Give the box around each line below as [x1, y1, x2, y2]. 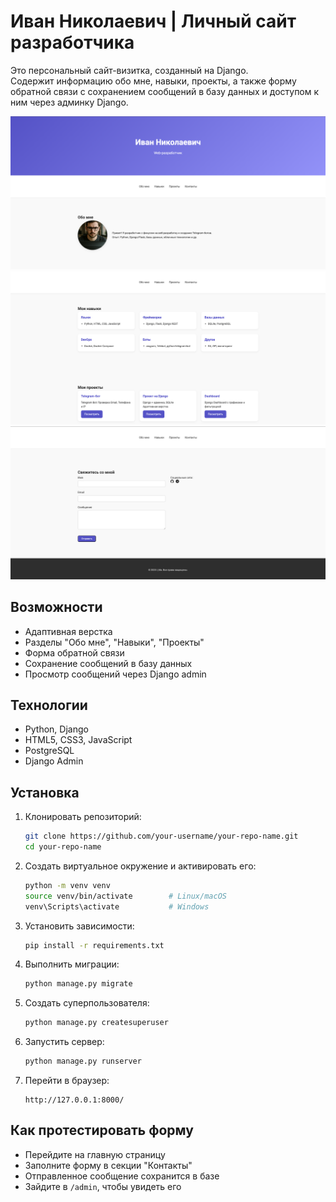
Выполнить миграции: [24, 958, 120, 970]
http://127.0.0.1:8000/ [24, 1095, 125, 1105]
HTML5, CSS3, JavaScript [24, 734, 133, 746]
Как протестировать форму [10, 1122, 194, 1139]
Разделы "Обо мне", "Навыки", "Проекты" [24, 636, 205, 648]
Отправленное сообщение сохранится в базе [24, 1170, 220, 1182]
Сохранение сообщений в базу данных [24, 657, 193, 669]
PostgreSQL [24, 745, 75, 757]
